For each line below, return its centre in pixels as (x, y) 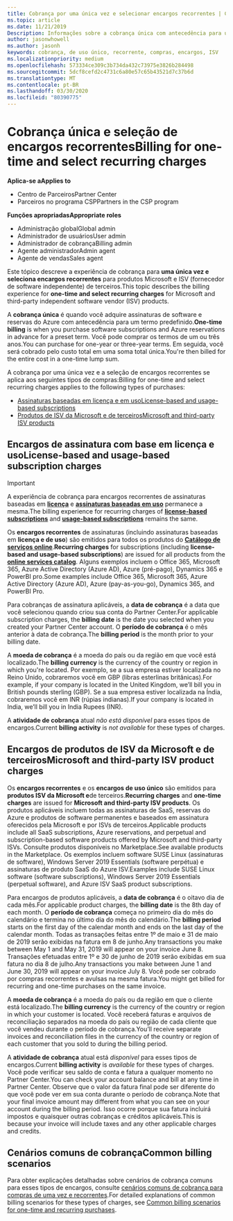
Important (21, 483)
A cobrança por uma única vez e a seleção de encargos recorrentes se (109, 372)
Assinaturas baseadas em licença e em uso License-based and (107, 400)
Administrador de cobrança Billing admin (75, 243)
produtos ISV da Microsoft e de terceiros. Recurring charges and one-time (114, 795)
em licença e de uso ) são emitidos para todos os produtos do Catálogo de (114, 539)
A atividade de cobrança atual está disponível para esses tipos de (102, 1057)
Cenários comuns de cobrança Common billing (110, 1153)
